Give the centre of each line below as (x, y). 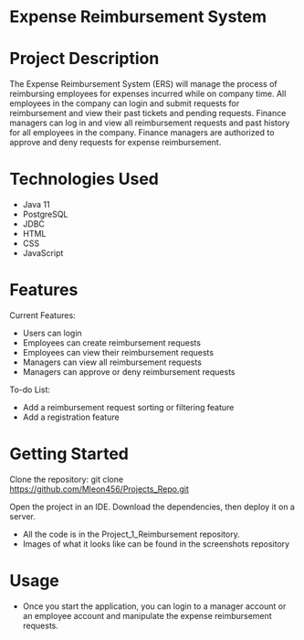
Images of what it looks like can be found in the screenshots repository (156, 544)
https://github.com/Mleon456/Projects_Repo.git (100, 489)
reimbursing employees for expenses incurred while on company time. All (148, 94)
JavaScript (43, 253)
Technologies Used (84, 179)
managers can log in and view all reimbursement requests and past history (150, 123)
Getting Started (69, 454)
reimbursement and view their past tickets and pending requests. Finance (148, 113)
